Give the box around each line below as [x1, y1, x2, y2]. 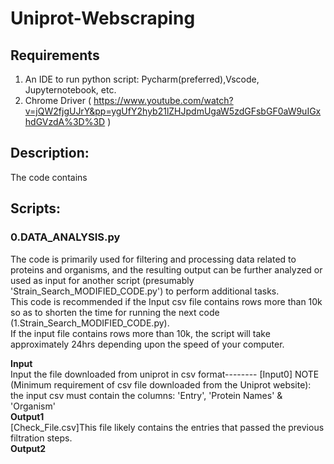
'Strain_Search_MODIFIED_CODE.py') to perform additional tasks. [10, 285, 280, 297]
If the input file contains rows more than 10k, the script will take [10, 327, 271, 339]
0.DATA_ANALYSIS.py [10, 230, 121, 244]
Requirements [10, 47, 100, 64]
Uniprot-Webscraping [10, 7, 196, 30]
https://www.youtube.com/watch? [93, 95, 234, 106]
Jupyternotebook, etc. [24, 84, 117, 96]
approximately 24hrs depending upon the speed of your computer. [10, 338, 285, 350]
